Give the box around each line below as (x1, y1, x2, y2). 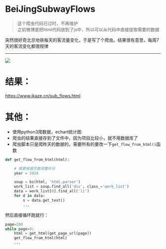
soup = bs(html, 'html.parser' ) (14, 179, 81, 184)
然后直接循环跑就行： (5, 212, 48, 218)
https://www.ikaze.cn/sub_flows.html (5, 93, 81, 99)
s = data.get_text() (23, 198, 65, 203)
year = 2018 (14, 171, 39, 176)
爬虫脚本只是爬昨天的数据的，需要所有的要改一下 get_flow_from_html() (12, 141, 157, 147)
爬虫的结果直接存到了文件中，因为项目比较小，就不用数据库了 (12, 135, 138, 141)
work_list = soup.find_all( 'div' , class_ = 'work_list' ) (14, 184, 129, 189)
